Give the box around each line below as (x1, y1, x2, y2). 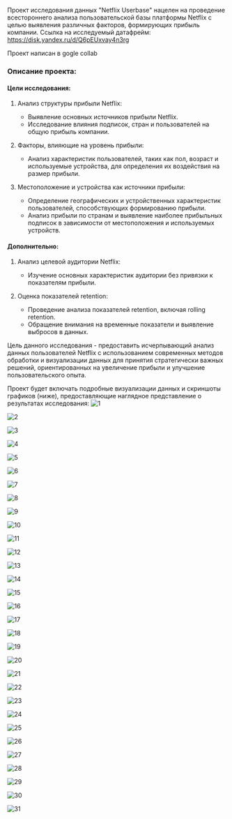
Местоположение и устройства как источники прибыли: (17, 183, 186, 191)
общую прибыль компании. (27, 128, 110, 136)
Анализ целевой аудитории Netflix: (17, 257, 121, 266)
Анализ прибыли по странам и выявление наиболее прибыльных (27, 211, 223, 220)
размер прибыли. (27, 170, 80, 178)
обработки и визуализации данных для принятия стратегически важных (7, 356, 224, 365)
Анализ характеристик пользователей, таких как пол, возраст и (27, 155, 219, 163)
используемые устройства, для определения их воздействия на (27, 162, 220, 170)
